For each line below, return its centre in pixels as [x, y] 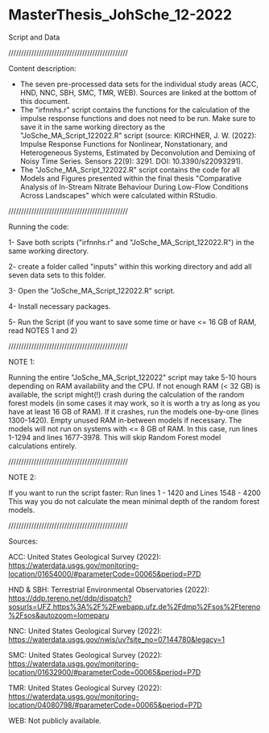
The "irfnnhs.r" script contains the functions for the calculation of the [135, 110]
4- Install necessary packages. [60, 306]
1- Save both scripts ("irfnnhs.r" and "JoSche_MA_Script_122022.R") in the [132, 242]
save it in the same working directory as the [93, 127]
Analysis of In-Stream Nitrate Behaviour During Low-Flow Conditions [134, 186]
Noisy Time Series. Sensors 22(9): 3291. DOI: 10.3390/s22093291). [131, 161]
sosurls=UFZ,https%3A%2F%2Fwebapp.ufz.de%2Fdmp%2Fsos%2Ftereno [134, 606]
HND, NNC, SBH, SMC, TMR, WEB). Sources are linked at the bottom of [138, 92]
